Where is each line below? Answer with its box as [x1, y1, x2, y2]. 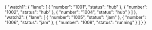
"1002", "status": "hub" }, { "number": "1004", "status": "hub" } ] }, [4, 9, 137, 15]
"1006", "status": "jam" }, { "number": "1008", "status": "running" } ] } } [4, 19, 147, 25]
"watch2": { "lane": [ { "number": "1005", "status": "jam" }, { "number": [4, 15, 146, 20]
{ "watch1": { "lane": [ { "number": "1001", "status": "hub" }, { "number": [4, 4, 148, 10]
